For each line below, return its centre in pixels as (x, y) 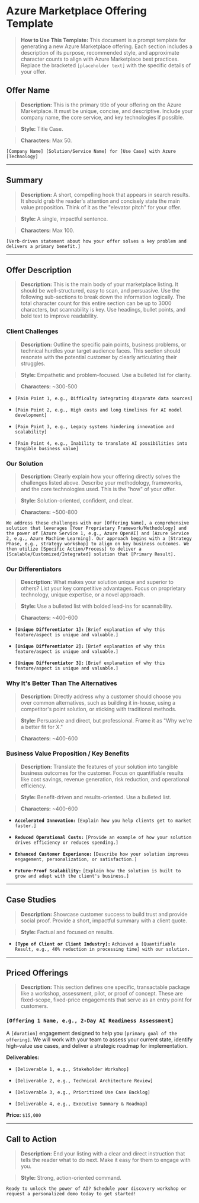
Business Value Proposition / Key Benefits (68, 753)
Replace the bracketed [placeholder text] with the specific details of (106, 65)
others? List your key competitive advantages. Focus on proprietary (103, 588)
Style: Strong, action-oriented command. (71, 1177)
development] (31, 415)
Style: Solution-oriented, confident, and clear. (77, 500)
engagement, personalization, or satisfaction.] (76, 859)
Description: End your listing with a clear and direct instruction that (103, 1153)
